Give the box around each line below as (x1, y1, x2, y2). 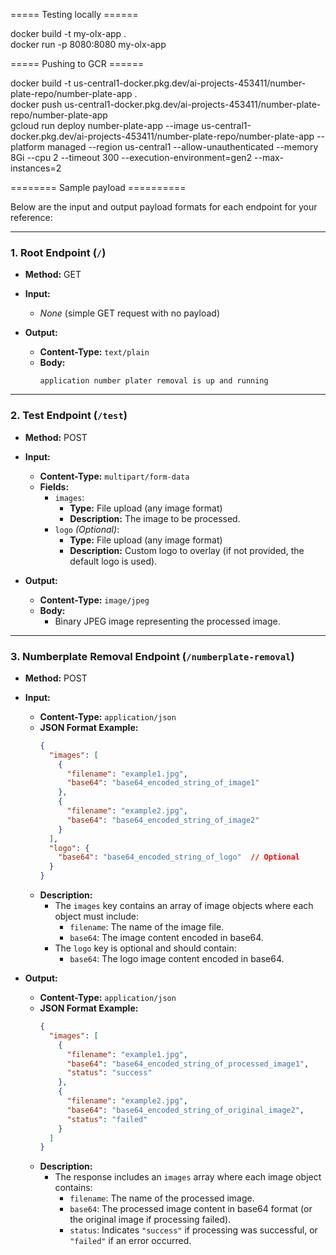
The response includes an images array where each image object (54, 1171, 322, 1183)
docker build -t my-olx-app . (10, 28, 127, 39)
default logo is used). (69, 555, 158, 567)
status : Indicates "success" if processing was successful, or (69, 1224, 318, 1236)
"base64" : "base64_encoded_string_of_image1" (66, 778, 260, 788)
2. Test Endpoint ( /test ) (10, 409, 128, 423)
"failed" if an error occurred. (69, 1235, 192, 1247)
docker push (10, 99, 63, 110)
